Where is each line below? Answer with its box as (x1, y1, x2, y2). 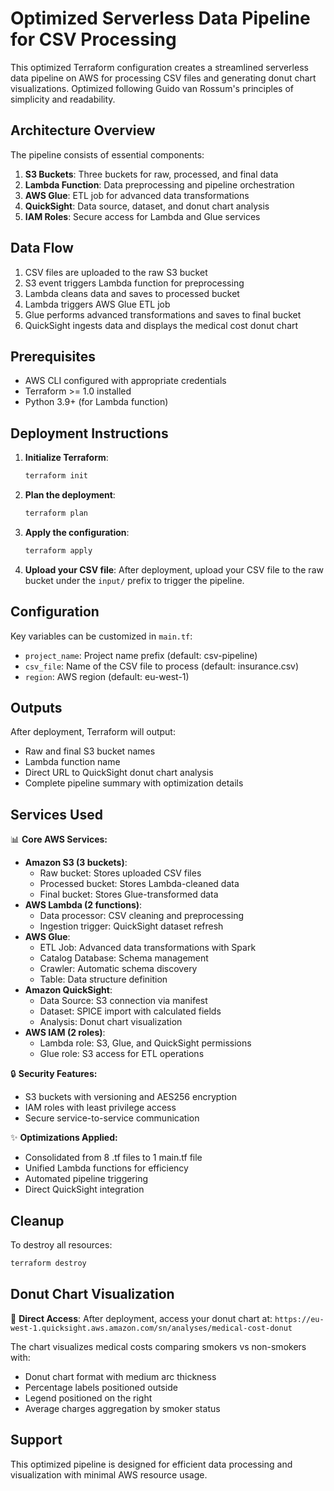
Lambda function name (24, 756, 121, 768)
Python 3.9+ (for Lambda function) (24, 396, 169, 408)
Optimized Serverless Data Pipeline (10, 7, 311, 30)
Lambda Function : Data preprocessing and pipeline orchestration (24, 178, 295, 191)
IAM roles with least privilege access (24, 1102, 177, 1114)
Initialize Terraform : (24, 452, 109, 464)
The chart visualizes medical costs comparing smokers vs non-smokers (10, 1340, 307, 1352)
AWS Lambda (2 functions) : (24, 899, 143, 911)
